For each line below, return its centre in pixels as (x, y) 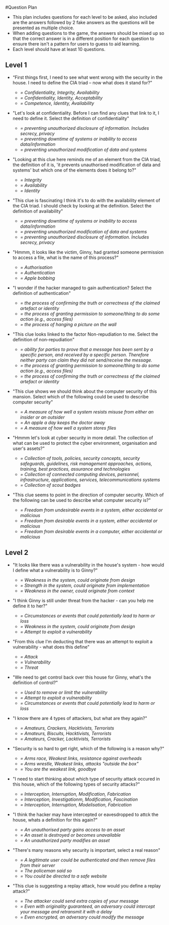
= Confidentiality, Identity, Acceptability (61, 97)
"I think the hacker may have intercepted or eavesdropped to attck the (86, 814)
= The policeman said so (46, 870)
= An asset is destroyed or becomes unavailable (70, 835)
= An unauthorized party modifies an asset (65, 840)
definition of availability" (38, 211)
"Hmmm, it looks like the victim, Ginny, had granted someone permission (88, 252)
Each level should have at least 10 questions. (59, 49)
